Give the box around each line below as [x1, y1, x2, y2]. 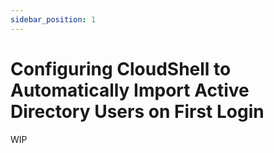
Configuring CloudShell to [10, 57, 232, 80]
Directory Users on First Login [10, 100, 265, 123]
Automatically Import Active [10, 79, 250, 101]
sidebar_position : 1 [10, 14, 97, 25]
